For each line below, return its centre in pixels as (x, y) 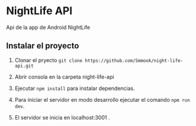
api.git (24, 66)
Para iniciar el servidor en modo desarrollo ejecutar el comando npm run (102, 99)
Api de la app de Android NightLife (48, 27)
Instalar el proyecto (43, 46)
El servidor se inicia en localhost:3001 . (62, 117)
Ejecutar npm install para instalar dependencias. (75, 88)
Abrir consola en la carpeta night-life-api (64, 77)
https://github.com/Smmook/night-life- (134, 60)
